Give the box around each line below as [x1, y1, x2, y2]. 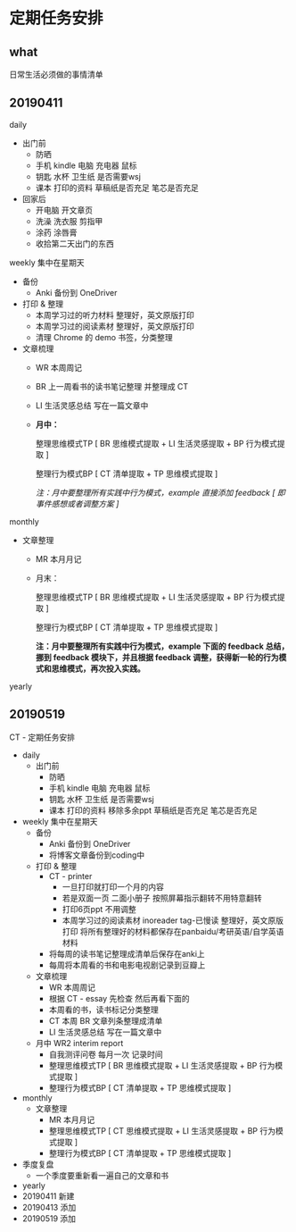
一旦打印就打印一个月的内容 [62, 881, 165, 892]
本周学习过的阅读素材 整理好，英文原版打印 [35, 321, 194, 331]
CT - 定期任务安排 [9, 732, 76, 742]
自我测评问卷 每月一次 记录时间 [48, 1049, 163, 1060]
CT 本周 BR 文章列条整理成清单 [48, 1015, 163, 1026]
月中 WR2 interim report [35, 1037, 124, 1048]
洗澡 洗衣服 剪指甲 [35, 215, 103, 226]
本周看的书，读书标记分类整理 [48, 1004, 159, 1015]
